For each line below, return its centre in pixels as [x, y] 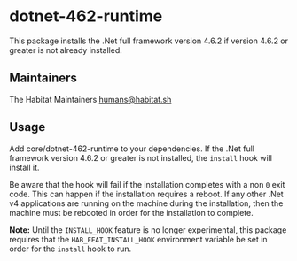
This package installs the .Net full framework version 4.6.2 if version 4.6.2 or [149, 41]
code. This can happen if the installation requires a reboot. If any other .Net [146, 194]
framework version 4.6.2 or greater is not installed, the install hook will [141, 157]
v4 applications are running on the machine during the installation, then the [146, 203]
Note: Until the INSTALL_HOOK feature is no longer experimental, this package [148, 230]
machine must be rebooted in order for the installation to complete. [132, 212]
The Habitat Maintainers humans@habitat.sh [90, 99]
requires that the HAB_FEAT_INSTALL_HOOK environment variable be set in [138, 239]
